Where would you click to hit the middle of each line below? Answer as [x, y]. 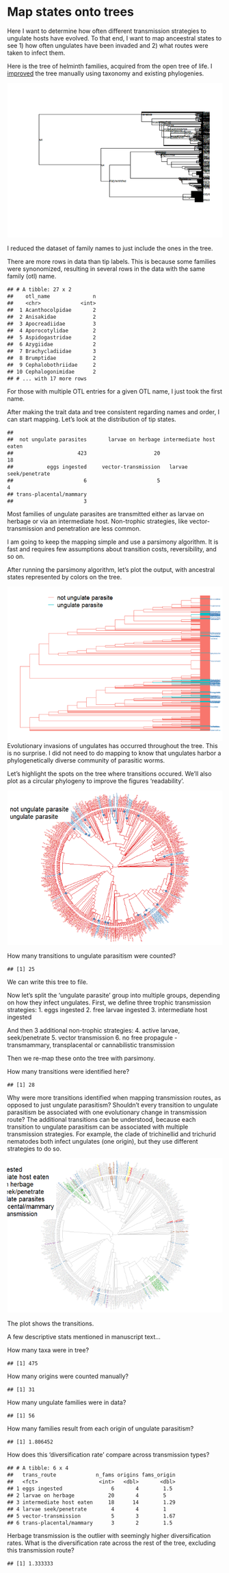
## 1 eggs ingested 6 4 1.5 [90, 1489]
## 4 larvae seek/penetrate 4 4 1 [87, 1509]
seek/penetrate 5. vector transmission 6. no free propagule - [92, 1037]
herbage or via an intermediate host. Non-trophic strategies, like [97, 521]
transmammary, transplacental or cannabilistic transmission [91, 1045]
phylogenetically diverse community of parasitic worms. [86, 760]
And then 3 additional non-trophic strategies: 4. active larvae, [93, 1030]
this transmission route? [41, 1550]
